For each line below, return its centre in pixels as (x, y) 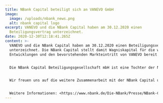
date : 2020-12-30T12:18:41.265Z (38, 37)
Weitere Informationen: (33, 93)
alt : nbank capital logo (34, 23)
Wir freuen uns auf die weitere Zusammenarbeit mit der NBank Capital (82, 80)
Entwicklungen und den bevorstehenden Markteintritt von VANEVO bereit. (84, 54)
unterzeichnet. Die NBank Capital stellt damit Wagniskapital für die (82, 50)
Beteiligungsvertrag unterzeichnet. (46, 32)
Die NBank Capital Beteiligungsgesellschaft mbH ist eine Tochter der (82, 67)
